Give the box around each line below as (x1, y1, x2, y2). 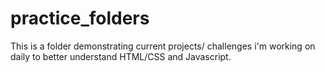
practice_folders (10, 7, 150, 30)
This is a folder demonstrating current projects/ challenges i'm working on (10, 40, 316, 52)
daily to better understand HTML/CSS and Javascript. (10, 50, 232, 62)
